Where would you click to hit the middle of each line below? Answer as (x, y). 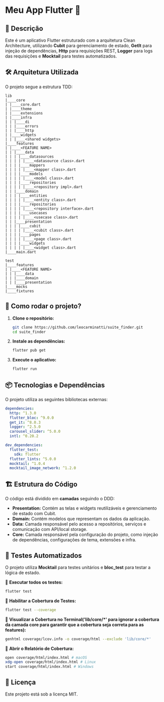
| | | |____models (24, 174)
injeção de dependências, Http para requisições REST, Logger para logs (79, 51)
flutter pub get (29, 351)
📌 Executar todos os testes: (34, 582)
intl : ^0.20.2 (24, 436)
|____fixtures (20, 291)
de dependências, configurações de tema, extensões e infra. (74, 540)
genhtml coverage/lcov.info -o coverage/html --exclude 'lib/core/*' (78, 639)
